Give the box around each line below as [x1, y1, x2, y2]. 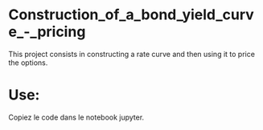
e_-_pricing [8, 22, 86, 41]
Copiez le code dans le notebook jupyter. [8, 112, 145, 122]
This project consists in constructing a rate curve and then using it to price [8, 49, 256, 59]
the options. [8, 58, 48, 67]
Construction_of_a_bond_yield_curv [8, 6, 255, 24]
